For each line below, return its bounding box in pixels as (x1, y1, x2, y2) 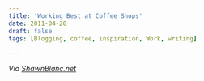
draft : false (8, 27, 53, 35)
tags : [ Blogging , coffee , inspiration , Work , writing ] (8, 34, 198, 43)
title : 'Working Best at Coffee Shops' (8, 11, 143, 20)
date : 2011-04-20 (8, 19, 67, 28)
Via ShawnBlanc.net (8, 64, 77, 74)
